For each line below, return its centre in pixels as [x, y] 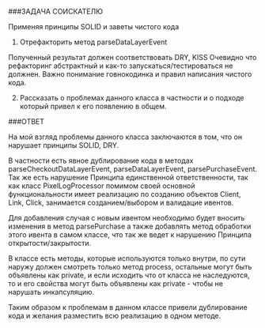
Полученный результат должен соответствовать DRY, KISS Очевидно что [132, 57]
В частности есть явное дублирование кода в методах [101, 160]
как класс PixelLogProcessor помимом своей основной [102, 186]
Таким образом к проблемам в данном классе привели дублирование [128, 307]
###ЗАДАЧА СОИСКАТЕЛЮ [56, 11]
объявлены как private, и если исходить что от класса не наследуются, [129, 275]
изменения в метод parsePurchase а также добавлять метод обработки [130, 226]
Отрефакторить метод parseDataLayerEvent [93, 42]
